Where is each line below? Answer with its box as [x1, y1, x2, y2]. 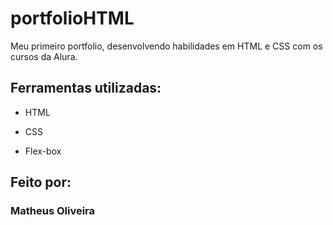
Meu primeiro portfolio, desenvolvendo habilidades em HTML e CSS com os [10, 40, 323, 52]
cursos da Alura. [10, 50, 78, 62]
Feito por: [10, 174, 72, 191]
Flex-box [24, 145, 62, 157]
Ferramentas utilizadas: [10, 80, 162, 97]
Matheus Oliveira [10, 204, 96, 218]
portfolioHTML [10, 7, 135, 30]
